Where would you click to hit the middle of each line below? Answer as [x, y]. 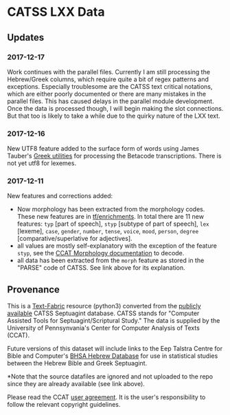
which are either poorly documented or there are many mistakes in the [107, 94]
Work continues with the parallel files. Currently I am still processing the [109, 72]
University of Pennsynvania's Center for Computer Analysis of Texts [104, 328]
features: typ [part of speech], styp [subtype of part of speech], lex [113, 224]
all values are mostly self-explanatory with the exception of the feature [117, 246]
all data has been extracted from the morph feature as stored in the [111, 260]
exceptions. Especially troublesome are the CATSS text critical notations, [110, 86]
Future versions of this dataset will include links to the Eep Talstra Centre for [115, 349]
